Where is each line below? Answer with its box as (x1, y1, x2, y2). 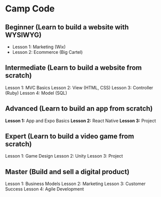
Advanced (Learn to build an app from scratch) (5, 104, 153, 113)
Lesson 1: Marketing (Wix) (12, 44, 66, 50)
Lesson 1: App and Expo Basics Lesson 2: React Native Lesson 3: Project (5, 118, 156, 124)
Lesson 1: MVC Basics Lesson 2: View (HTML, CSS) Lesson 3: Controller (5, 84, 154, 90)
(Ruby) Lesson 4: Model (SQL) (5, 90, 68, 96)
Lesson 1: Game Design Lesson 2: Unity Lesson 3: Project (5, 153, 123, 159)
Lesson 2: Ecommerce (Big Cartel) (12, 49, 83, 55)
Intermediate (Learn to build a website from (5, 63, 142, 72)
